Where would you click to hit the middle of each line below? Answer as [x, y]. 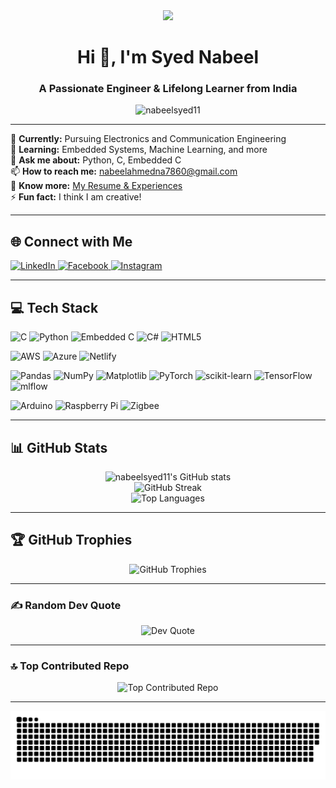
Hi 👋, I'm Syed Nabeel [167, 57]
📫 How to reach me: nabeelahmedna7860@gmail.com [124, 171]
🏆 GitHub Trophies [71, 540]
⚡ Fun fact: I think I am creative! [76, 197]
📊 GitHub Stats [59, 447]
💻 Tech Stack [54, 307]
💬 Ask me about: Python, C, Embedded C [96, 160]
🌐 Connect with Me [71, 241]
